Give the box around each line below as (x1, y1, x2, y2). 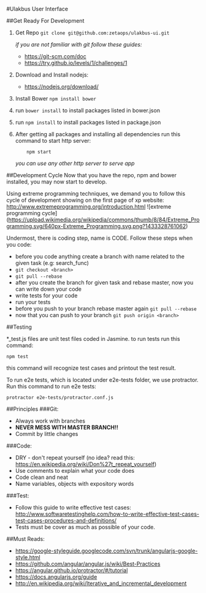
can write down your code (15, 285, 82, 293)
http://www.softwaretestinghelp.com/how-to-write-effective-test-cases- (15, 510, 199, 518)
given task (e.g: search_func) (15, 259, 89, 266)
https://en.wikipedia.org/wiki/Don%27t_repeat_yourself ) (15, 461, 157, 468)
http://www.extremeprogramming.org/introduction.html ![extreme (6, 203, 172, 210)
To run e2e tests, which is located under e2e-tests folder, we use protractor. (6, 377, 199, 383)
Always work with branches (15, 417, 86, 424)
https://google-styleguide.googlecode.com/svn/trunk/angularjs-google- (15, 547, 198, 554)
